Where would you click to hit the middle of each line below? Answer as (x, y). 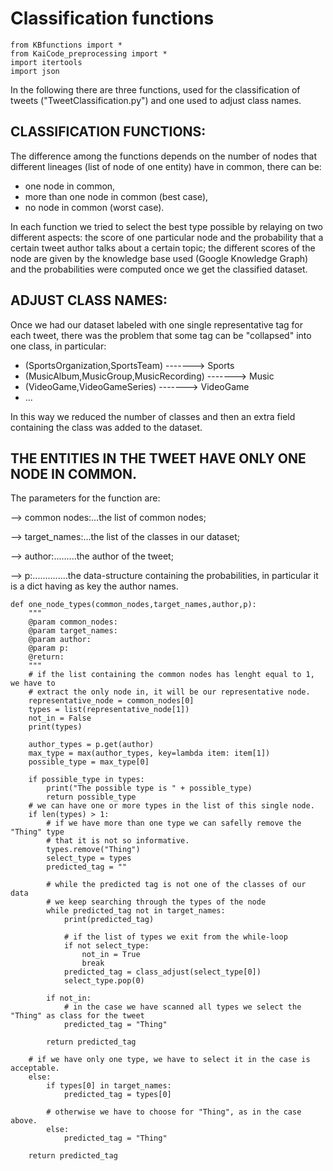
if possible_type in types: (86, 780)
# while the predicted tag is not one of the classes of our (176, 885)
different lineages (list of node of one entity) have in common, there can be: (166, 166)
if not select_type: (106, 946)
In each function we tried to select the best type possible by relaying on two (166, 226)
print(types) (55, 727)
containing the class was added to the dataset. (106, 427)
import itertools (46, 62)
